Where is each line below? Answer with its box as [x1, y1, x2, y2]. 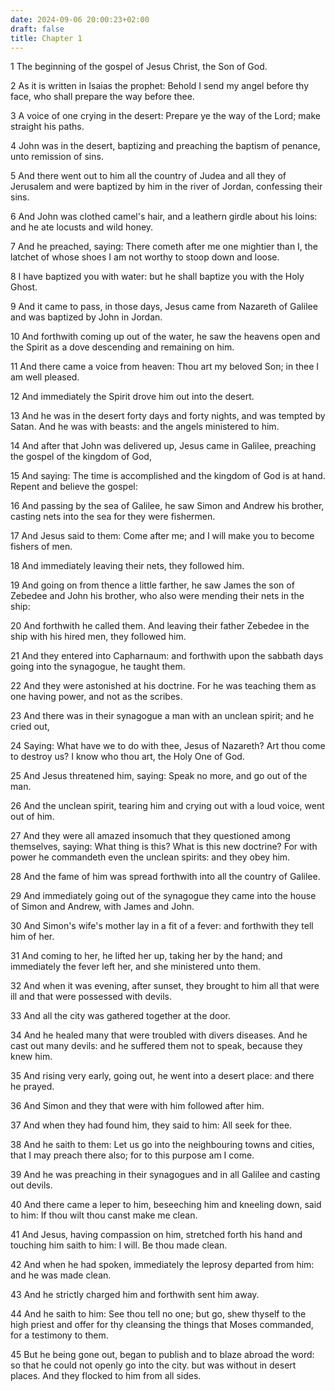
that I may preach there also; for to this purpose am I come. [10, 1149, 255, 1161]
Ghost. [10, 281, 38, 293]
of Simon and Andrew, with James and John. [10, 901, 195, 913]
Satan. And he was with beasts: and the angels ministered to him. [10, 421, 280, 433]
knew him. [10, 1051, 53, 1063]
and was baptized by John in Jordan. [10, 311, 163, 323]
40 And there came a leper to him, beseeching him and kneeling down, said [10, 1199, 322, 1211]
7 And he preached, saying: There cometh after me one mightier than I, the [10, 241, 318, 253]
